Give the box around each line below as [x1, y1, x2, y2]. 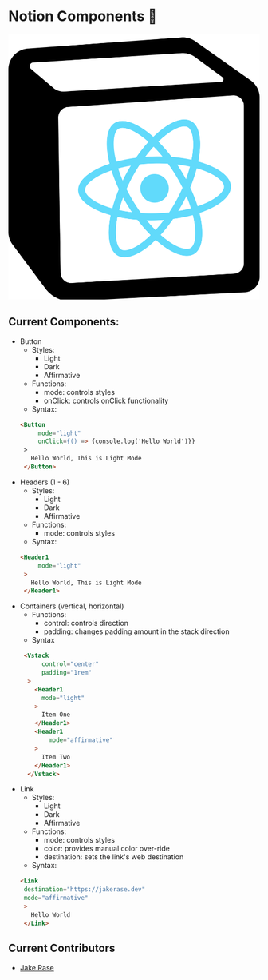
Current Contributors [8, 942, 116, 955]
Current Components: [8, 315, 120, 329]
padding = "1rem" [41, 669, 92, 677]
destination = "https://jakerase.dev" [23, 886, 146, 894]
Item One [41, 711, 71, 719]
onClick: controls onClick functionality [43, 396, 169, 405]
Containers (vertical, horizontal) [19, 601, 124, 611]
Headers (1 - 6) [19, 477, 70, 487]
